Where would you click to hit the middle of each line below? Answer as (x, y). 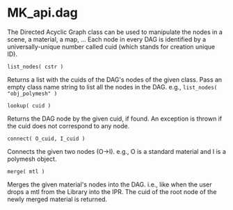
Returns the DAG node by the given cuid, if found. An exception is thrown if (115, 119)
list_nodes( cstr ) (35, 67)
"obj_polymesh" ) (32, 94)
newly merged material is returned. (57, 199)
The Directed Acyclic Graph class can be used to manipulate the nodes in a (115, 32)
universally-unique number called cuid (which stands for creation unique (111, 46)
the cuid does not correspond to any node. (69, 125)
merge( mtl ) (26, 171)
